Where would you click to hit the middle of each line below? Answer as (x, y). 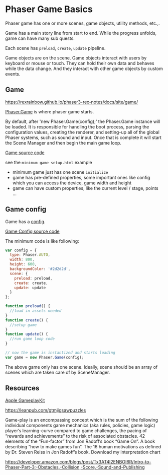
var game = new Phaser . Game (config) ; (45, 357)
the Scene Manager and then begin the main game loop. (63, 143)
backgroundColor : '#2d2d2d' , (40, 269)
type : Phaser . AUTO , (30, 255)
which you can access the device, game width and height (72, 183)
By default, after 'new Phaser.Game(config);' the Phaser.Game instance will (83, 121)
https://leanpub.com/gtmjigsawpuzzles (46, 410)
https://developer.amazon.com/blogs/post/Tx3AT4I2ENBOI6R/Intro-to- (78, 461)
